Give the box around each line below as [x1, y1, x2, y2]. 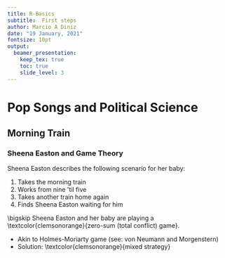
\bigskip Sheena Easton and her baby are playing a [7, 214, 154, 222]
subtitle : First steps [7, 17, 77, 24]
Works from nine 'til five [17, 186, 87, 194]
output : [7, 43, 30, 50]
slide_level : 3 [20, 69, 64, 76]
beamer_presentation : [13, 50, 77, 57]
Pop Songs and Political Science [7, 99, 198, 115]
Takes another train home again [17, 193, 109, 201]
